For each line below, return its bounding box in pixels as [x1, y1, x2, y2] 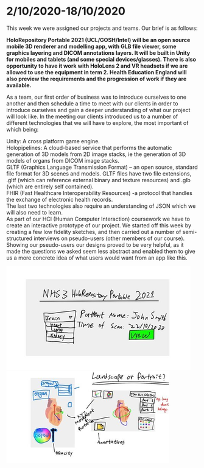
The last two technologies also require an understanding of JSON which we [6, 202, 196, 210]
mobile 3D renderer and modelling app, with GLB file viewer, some [6, 43, 177, 50]
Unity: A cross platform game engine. [6, 137, 100, 144]
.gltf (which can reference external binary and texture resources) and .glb [6, 176, 191, 183]
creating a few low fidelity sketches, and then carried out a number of [6, 228, 181, 235]
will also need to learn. [6, 208, 63, 216]
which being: [6, 126, 39, 133]
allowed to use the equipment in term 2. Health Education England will [6, 68, 187, 76]
